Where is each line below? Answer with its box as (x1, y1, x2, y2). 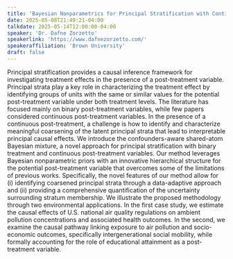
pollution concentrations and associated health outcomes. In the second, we (7, 215, 225, 224)
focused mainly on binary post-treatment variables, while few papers (7, 105, 205, 113)
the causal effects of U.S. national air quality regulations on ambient (7, 208, 201, 216)
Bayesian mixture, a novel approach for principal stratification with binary (7, 142, 216, 150)
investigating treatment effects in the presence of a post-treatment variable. (7, 75, 224, 83)
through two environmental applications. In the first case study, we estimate (7, 201, 224, 209)
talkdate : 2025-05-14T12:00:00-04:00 (7, 23, 116, 30)
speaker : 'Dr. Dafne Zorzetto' (7, 29, 98, 37)
